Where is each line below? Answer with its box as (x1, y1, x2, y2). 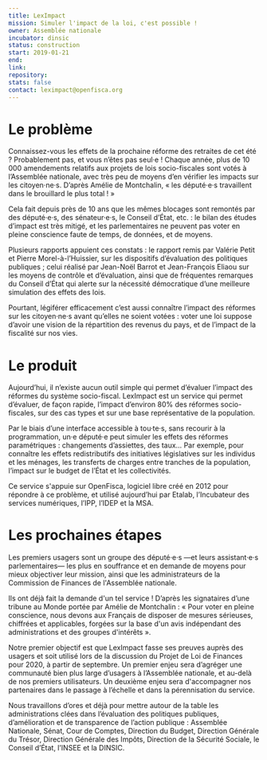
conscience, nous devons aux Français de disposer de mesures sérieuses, (8, 611, 253, 620)
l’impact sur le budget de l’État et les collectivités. (8, 466, 171, 475)
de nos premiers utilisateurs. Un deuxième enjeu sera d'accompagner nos (8, 677, 251, 687)
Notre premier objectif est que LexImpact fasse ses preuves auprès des (8, 643, 244, 652)
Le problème (8, 120, 93, 138)
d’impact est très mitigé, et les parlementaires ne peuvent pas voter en (8, 221, 241, 231)
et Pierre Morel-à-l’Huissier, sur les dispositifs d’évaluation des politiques (8, 254, 249, 263)
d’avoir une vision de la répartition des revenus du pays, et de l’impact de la (8, 320, 257, 329)
